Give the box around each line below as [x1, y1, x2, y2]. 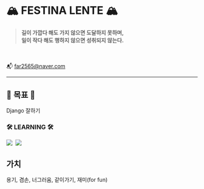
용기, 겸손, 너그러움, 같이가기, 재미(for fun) [6, 176, 108, 184]
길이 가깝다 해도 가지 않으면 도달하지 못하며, [21, 29, 124, 36]
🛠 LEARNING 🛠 [6, 123, 53, 131]
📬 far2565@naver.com [6, 63, 66, 70]
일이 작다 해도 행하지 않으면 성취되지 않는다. [21, 36, 124, 44]
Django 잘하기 [6, 107, 41, 114]
